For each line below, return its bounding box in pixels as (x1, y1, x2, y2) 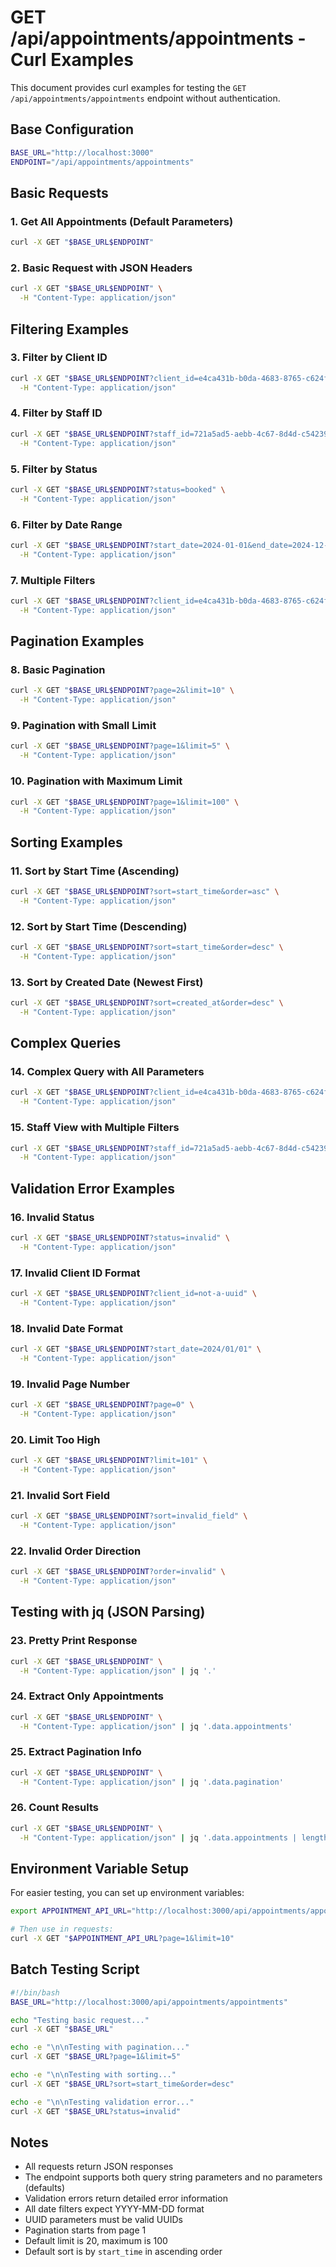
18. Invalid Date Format (10, 1321, 124, 1335)
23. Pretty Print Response (10, 1634, 138, 1648)
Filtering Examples (10, 321, 130, 338)
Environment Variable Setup (10, 1860, 189, 1877)
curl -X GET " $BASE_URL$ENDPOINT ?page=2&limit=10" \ (10, 686, 235, 696)
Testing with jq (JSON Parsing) (10, 1604, 206, 1621)
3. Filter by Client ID (10, 351, 108, 365)
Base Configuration (10, 121, 135, 138)
